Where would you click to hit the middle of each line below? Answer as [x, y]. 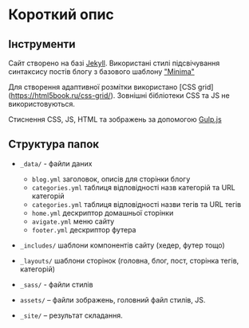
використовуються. [42, 104]
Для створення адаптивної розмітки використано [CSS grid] [111, 87]
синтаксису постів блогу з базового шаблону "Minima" [102, 72]
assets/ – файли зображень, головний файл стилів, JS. [113, 299]
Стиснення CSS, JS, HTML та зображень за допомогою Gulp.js [115, 119]
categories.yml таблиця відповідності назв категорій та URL [133, 187]
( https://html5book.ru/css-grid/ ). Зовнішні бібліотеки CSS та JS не [119, 96]
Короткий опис [61, 15]
